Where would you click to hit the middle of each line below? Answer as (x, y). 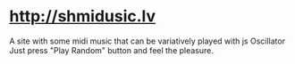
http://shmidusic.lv (83, 16)
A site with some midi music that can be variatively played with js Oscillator (147, 41)
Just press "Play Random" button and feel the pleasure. (112, 50)
